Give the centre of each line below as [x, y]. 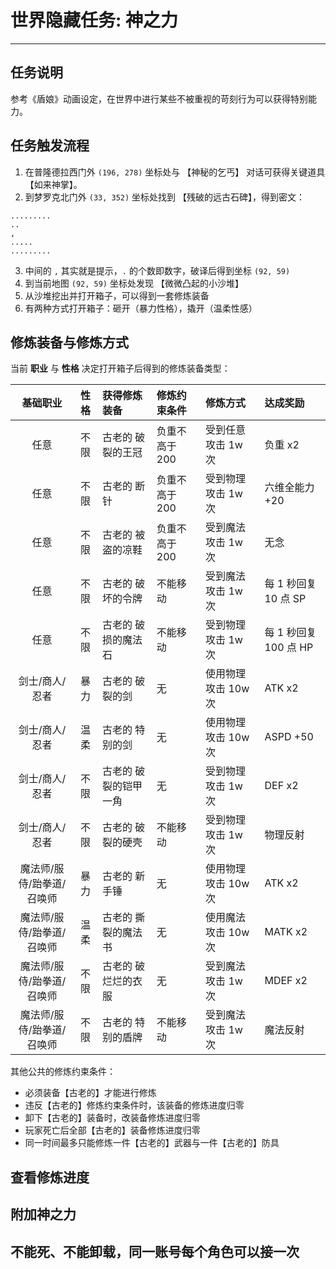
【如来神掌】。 [53, 184]
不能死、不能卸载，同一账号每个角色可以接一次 [155, 1251]
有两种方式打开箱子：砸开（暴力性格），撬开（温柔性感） [141, 308]
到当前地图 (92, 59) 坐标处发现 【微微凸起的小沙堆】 [134, 283]
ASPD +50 [289, 737]
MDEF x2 [286, 981]
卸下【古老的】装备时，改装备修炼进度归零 [112, 1118]
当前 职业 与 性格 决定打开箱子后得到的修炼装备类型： [120, 368]
